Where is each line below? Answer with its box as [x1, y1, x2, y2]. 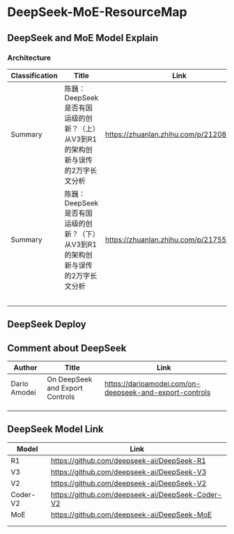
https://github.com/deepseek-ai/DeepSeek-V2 [51, 478, 207, 488]
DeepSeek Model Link [7, 423, 104, 435]
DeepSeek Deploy [7, 318, 87, 331]
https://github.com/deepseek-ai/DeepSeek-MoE [51, 510, 212, 519]
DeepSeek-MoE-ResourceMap [7, 4, 187, 20]
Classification [10, 70, 58, 80]
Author [13, 363, 38, 372]
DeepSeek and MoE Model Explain [7, 32, 159, 44]
